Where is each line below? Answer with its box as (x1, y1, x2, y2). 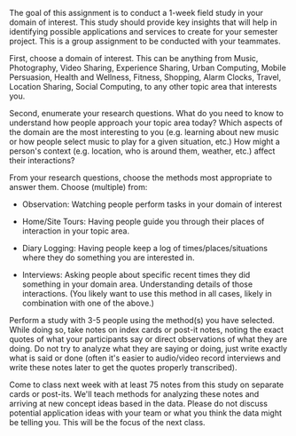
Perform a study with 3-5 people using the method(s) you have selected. (9, 315, 275, 325)
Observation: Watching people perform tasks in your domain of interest (21, 199, 283, 210)
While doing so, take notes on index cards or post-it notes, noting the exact (9, 324, 284, 335)
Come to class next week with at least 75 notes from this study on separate (9, 379, 284, 390)
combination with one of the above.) (21, 297, 155, 308)
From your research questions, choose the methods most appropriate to (9, 172, 273, 183)
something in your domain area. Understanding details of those (21, 279, 253, 289)
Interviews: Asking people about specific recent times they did (21, 270, 251, 280)
